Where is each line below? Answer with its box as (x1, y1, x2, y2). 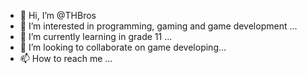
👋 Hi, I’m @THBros (19, 10, 97, 21)
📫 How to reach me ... (19, 53, 113, 64)
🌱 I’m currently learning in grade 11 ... (19, 31, 173, 42)
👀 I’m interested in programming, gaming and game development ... (19, 20, 298, 32)
